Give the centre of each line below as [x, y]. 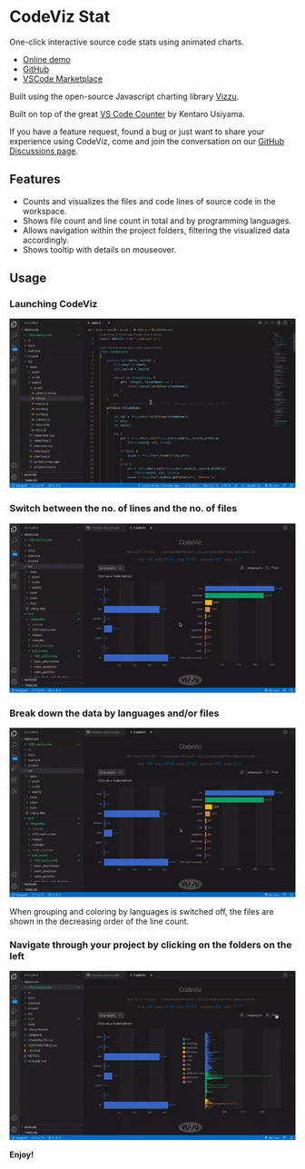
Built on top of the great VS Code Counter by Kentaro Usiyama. [127, 114]
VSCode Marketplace [62, 78]
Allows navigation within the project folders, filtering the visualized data [156, 230]
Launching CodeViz [54, 304]
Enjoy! [22, 1154]
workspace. [44, 211]
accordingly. [46, 240]
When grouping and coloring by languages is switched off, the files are [142, 911]
